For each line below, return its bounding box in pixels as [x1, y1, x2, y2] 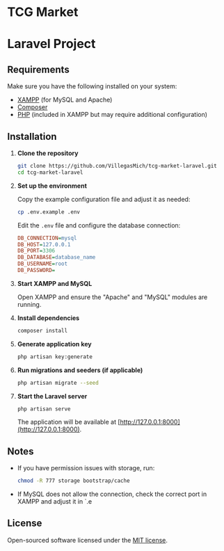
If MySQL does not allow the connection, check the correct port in [17, 490, 207, 498]
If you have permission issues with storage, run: [17, 464, 155, 472]
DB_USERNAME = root [17, 260, 68, 268]
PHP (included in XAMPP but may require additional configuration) [17, 111, 207, 119]
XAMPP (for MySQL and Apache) [17, 95, 113, 104]
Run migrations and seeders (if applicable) [17, 366, 143, 374]
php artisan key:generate [17, 353, 93, 360]
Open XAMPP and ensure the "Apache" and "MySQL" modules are [17, 293, 208, 301]
